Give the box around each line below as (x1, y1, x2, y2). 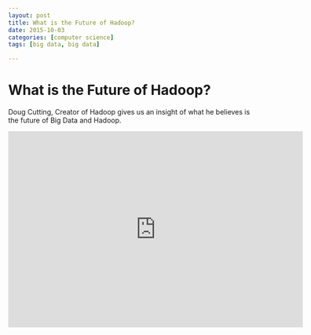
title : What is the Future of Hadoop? (8, 19, 135, 27)
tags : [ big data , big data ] (8, 41, 101, 49)
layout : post (8, 11, 51, 20)
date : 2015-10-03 (8, 26, 65, 34)
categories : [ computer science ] (8, 33, 114, 42)
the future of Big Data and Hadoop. (8, 115, 122, 126)
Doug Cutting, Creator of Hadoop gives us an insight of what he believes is (8, 107, 251, 117)
